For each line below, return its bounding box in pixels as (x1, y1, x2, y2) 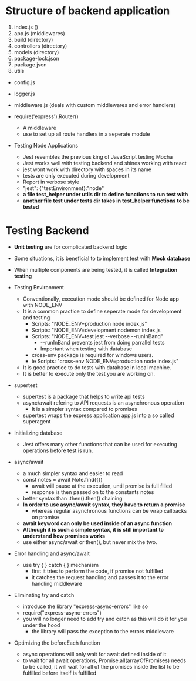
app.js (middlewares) (13, 29, 65, 36)
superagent (22, 418, 51, 425)
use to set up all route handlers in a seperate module (22, 131, 150, 138)
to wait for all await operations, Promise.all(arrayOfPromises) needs (22, 657, 186, 664)
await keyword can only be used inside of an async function (22, 519, 173, 527)
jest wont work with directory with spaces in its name (22, 166, 152, 173)
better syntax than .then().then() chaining (22, 495, 123, 502)
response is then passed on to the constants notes (31, 488, 154, 495)
